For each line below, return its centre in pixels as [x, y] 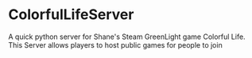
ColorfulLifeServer [71, 15]
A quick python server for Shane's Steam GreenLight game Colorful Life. [127, 37]
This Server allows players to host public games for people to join [115, 44]
